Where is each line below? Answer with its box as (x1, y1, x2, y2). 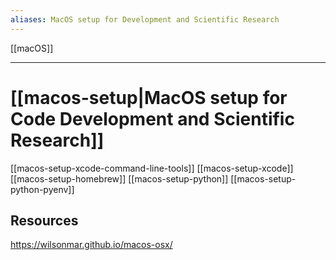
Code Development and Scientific (10, 107, 295, 130)
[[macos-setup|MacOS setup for (10, 86, 288, 109)
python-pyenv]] (10, 183, 75, 195)
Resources (10, 212, 79, 229)
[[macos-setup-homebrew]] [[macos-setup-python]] (10, 172, 229, 185)
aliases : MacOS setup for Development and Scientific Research (10, 14, 280, 25)
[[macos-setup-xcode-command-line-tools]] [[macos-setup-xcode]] (10, 162, 294, 174)
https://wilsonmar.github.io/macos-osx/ (10, 239, 173, 251)
